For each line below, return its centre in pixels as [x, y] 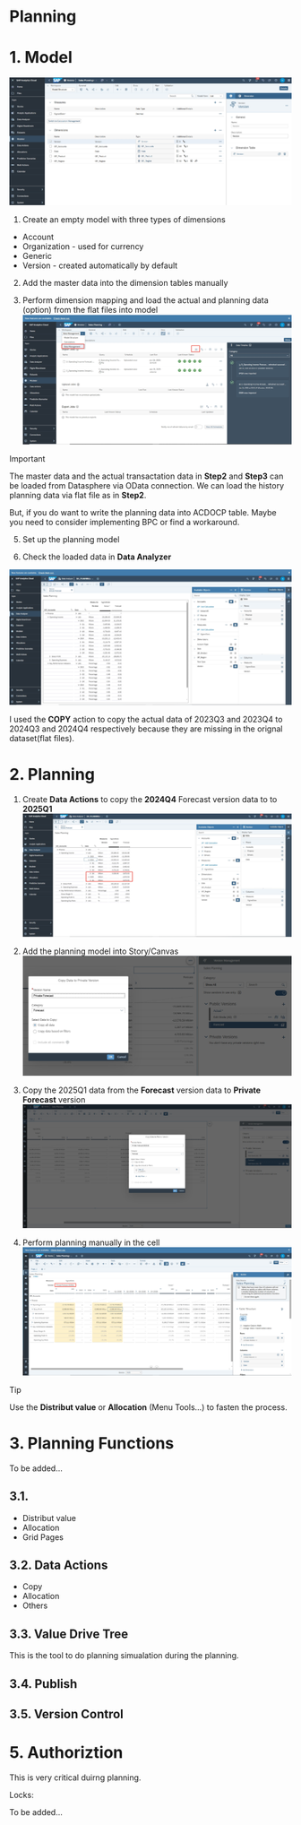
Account [38, 237]
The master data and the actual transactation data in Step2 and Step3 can [146, 476]
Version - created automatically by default [100, 265]
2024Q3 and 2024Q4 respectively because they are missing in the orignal [146, 729]
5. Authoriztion [66, 1753]
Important [27, 458]
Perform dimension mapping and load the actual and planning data [145, 300]
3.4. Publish [43, 1684]
